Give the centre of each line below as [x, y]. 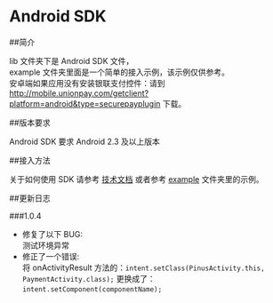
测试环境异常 [45, 245]
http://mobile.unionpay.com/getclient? [79, 93]
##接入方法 [30, 160]
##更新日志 [30, 198]
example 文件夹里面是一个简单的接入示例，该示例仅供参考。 [119, 72]
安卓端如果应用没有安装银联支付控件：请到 [87, 83]
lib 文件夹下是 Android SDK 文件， [72, 60]
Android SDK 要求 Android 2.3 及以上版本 [84, 141]
